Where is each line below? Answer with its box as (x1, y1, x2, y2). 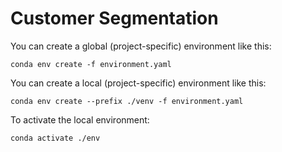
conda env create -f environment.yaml (10, 59, 172, 69)
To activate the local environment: (10, 113, 150, 126)
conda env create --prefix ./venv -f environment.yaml (10, 96, 244, 106)
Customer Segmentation (10, 7, 219, 30)
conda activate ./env (10, 133, 101, 143)
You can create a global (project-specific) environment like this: (10, 40, 272, 52)
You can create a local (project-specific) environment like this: (10, 77, 267, 89)
